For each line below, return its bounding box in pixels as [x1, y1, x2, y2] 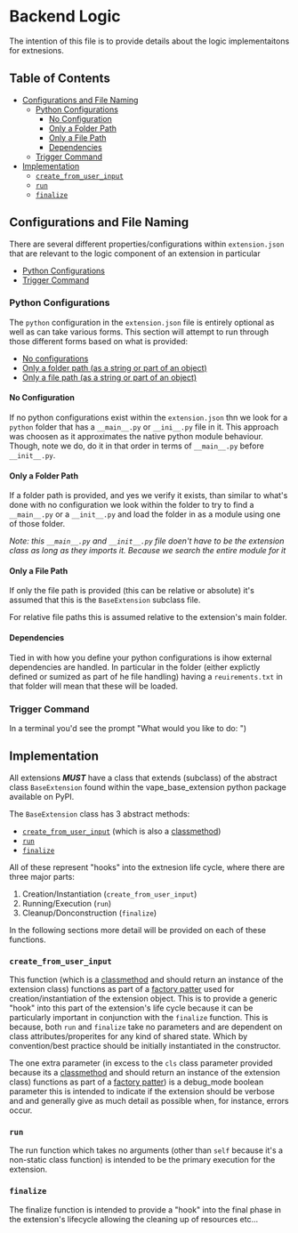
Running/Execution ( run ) [21, 898, 112, 908]
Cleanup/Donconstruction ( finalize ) [21, 907, 157, 918]
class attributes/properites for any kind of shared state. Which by [9, 1031, 248, 1042]
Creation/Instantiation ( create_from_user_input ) [21, 888, 197, 899]
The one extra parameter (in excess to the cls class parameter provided [9, 1058, 273, 1068]
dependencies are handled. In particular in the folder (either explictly [9, 661, 261, 673]
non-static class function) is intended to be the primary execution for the [9, 1155, 276, 1165]
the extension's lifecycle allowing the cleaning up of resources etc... [9, 1213, 259, 1224]
